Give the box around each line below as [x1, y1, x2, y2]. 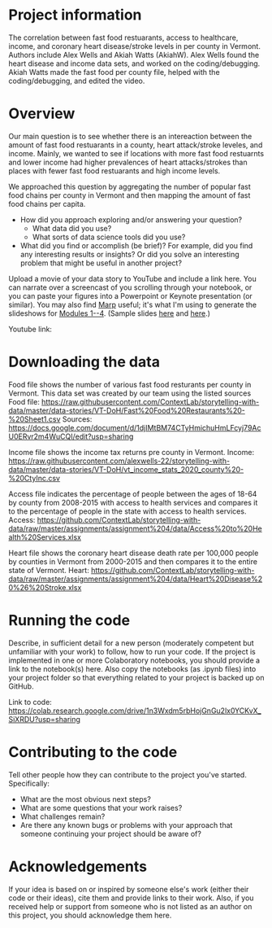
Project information [8, 6, 142, 24]
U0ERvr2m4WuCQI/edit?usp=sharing [8, 431, 134, 441]
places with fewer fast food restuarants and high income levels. [8, 165, 221, 176]
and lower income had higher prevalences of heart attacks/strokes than [8, 157, 248, 167]
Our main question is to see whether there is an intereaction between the [8, 131, 253, 141]
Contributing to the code [8, 742, 178, 761]
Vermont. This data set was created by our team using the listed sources [8, 388, 252, 398]
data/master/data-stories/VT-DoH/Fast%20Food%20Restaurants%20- [8, 405, 246, 415]
